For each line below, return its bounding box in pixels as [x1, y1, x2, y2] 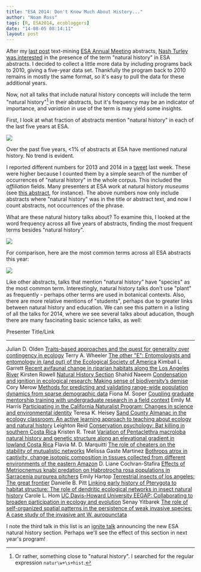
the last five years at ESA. [6, 122, 70, 130]
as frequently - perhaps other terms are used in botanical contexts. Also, [6, 291, 185, 298]
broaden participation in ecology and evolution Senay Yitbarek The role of [6, 498, 188, 505]
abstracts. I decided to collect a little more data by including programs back [6, 61, 193, 68]
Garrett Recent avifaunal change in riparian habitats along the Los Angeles [6, 364, 190, 372]
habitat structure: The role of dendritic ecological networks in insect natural [6, 485, 193, 492]
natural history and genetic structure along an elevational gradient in [6, 434, 175, 441]
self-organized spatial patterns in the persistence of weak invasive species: [6, 504, 193, 511]
